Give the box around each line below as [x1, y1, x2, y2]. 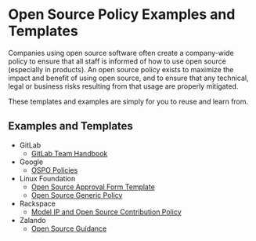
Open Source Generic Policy [31, 190, 123, 199]
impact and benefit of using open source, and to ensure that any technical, [8, 73, 249, 82]
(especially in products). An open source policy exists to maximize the [8, 64, 234, 74]
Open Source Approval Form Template [31, 182, 155, 192]
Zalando [19, 215, 46, 225]
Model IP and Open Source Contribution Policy [31, 206, 182, 217]
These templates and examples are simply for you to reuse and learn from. [8, 97, 249, 106]
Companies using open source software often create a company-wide [8, 48, 234, 57]
